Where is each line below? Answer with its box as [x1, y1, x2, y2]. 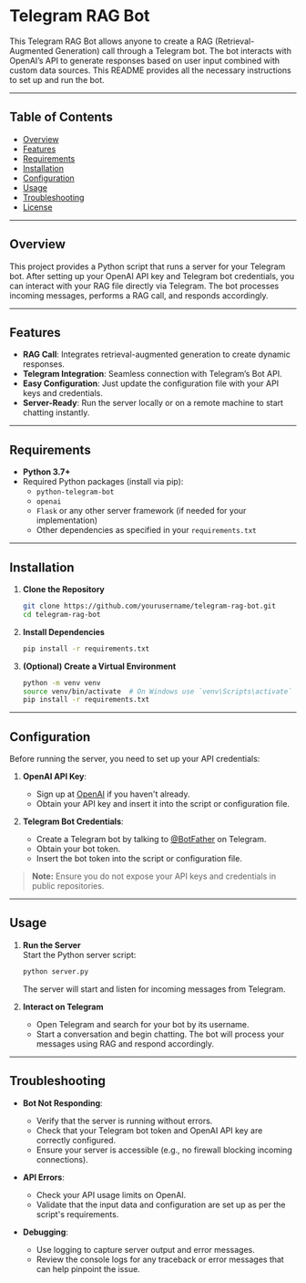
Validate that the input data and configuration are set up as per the [36, 1199, 286, 1210]
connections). [36, 1153, 88, 1164]
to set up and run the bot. [9, 74, 105, 85]
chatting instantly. [22, 407, 90, 418]
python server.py [22, 966, 89, 976]
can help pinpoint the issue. [36, 1263, 141, 1274]
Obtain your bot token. [36, 843, 121, 854]
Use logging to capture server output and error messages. [36, 1244, 255, 1255]
